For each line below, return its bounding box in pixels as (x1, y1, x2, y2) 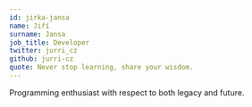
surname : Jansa (9, 29, 66, 38)
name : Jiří (9, 21, 50, 30)
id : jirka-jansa (9, 12, 70, 22)
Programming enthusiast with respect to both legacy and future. (9, 86, 245, 98)
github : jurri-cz (9, 54, 74, 63)
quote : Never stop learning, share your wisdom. (9, 63, 194, 72)
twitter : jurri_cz (9, 46, 78, 55)
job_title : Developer (9, 37, 90, 47)
